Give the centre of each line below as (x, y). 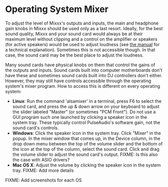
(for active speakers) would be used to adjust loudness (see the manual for (82, 44)
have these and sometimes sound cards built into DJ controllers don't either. (84, 75)
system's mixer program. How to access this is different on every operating (83, 86)
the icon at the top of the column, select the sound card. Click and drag (86, 149)
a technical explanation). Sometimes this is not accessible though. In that (80, 50)
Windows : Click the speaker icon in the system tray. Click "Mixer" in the (86, 133)
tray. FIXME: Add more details (43, 170)
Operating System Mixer (57, 9)
